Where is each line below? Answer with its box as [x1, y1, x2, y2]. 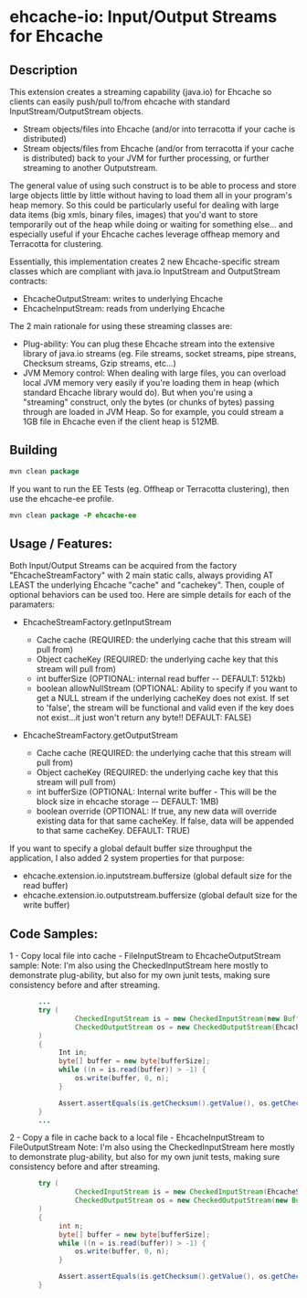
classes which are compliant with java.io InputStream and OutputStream [9, 266, 281, 276]
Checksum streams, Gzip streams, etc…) [22, 358, 176, 368]
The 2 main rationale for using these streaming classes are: [9, 321, 233, 331]
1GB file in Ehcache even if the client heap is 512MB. [22, 416, 219, 427]
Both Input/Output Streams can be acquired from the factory [9, 560, 238, 571]
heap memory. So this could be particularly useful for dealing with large [9, 199, 280, 210]
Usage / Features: [9, 536, 112, 551]
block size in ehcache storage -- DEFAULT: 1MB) [36, 796, 219, 807]
